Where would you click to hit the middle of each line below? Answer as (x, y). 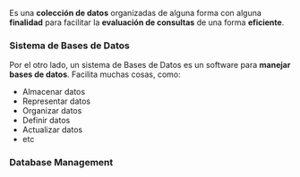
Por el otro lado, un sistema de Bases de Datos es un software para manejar (150, 65)
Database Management (61, 163)
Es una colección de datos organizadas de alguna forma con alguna (136, 13)
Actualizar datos (52, 130)
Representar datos (56, 101)
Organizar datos (52, 111)
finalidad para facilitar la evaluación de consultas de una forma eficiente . (147, 22)
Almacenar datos (54, 92)
